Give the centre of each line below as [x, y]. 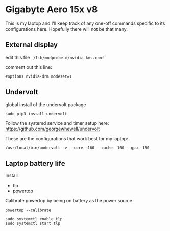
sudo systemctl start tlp [33, 224]
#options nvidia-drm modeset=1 [39, 76]
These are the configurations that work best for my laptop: [67, 138]
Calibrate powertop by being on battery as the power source [69, 201]
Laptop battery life [35, 163]
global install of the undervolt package [46, 104]
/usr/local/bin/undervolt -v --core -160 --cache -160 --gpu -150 [77, 148]
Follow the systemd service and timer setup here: [57, 123]
